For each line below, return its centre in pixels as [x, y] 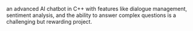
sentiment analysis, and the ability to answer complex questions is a [91, 15]
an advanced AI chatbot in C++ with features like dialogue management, [97, 9]
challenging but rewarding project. [49, 22]
